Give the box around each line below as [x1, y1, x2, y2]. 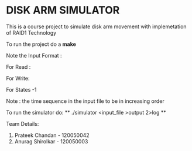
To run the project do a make [6, 41, 76, 48]
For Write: [6, 75, 30, 82]
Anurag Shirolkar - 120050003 [14, 137, 88, 145]
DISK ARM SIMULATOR [6, 4, 120, 17]
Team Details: [6, 120, 39, 127]
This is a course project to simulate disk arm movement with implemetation [6, 23, 187, 30]
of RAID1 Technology [6, 29, 57, 36]
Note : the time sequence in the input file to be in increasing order [6, 98, 165, 105]
